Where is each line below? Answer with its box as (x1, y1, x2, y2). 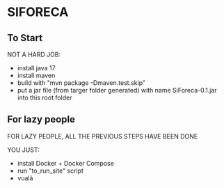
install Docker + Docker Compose (17, 159, 115, 167)
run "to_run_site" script (17, 166, 83, 175)
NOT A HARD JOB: (7, 50, 61, 58)
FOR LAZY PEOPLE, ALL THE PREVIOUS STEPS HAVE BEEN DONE (7, 132, 198, 140)
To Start (7, 32, 43, 44)
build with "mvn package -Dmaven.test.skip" (17, 79, 146, 87)
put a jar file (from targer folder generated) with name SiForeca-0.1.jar (17, 86, 217, 94)
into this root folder (17, 93, 72, 102)
